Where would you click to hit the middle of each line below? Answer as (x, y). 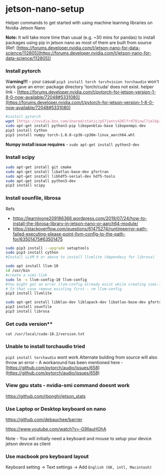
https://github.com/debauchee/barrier (44, 420)
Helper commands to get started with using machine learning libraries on (79, 23)
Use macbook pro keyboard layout (47, 456)
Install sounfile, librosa (33, 198)
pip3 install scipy (25, 185)
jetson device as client (28, 444)
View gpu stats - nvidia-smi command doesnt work (68, 385)
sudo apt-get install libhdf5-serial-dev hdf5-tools (60, 176)
